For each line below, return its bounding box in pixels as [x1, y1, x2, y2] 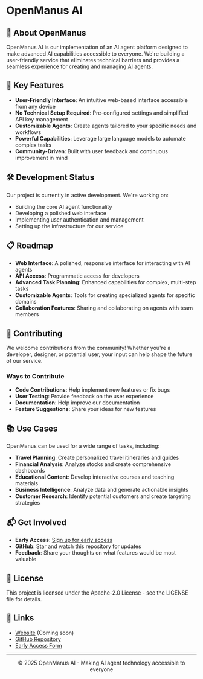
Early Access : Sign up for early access [14, 537, 113, 544]
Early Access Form [14, 642, 62, 649]
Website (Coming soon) [14, 629, 74, 636]
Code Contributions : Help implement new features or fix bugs [14, 386, 170, 393]
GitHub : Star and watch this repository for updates [14, 543, 141, 550]
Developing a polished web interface [14, 209, 107, 217]
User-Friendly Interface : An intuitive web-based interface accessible [14, 96, 188, 103]
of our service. [6, 357, 43, 365]
